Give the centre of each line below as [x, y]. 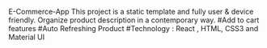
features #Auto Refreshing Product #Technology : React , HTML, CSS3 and [133, 28]
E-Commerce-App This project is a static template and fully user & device [131, 12]
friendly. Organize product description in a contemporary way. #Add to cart [134, 20]
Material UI [27, 37]
